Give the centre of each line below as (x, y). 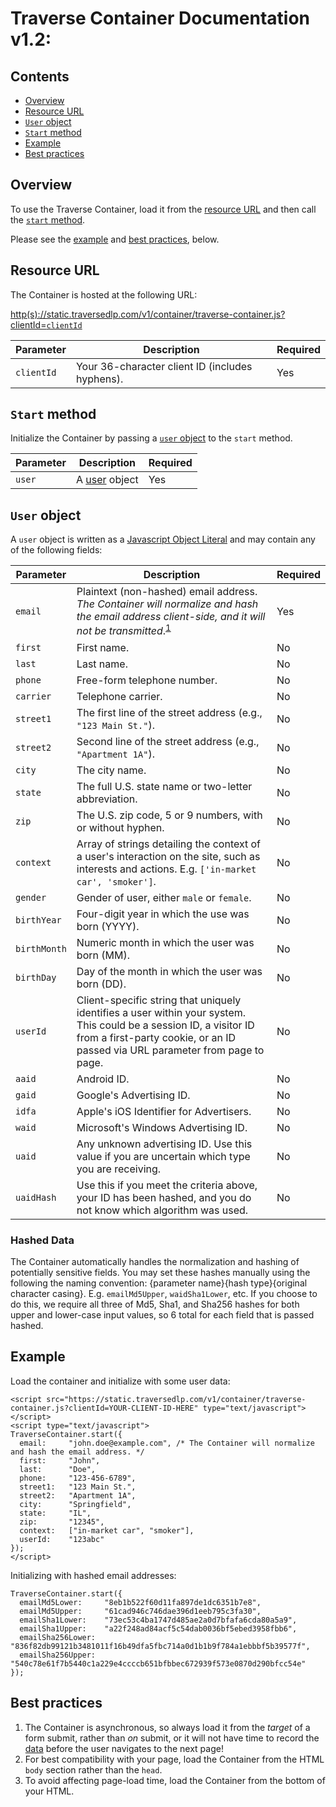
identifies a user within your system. (161, 1012)
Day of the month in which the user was (169, 971)
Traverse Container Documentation (160, 18)
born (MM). (103, 955)
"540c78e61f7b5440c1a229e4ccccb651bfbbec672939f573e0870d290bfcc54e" (158, 1663)
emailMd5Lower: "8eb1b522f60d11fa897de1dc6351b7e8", (140, 1602)
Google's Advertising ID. (133, 1095)
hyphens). (99, 379)
